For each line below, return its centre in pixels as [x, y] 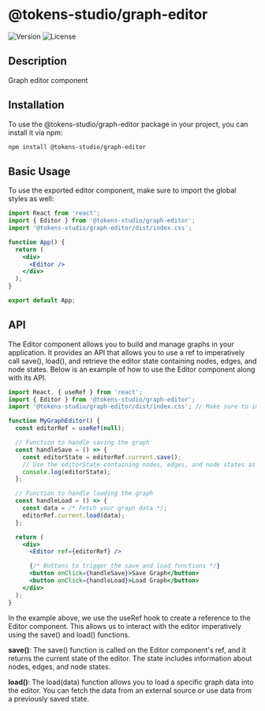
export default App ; [42, 301]
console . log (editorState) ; [67, 472]
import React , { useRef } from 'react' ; [76, 392]
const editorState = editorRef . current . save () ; [102, 457]
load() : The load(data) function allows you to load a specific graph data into [131, 682]
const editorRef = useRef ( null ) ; [70, 428]
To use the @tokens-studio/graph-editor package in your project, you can [128, 124]
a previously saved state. [49, 698]
